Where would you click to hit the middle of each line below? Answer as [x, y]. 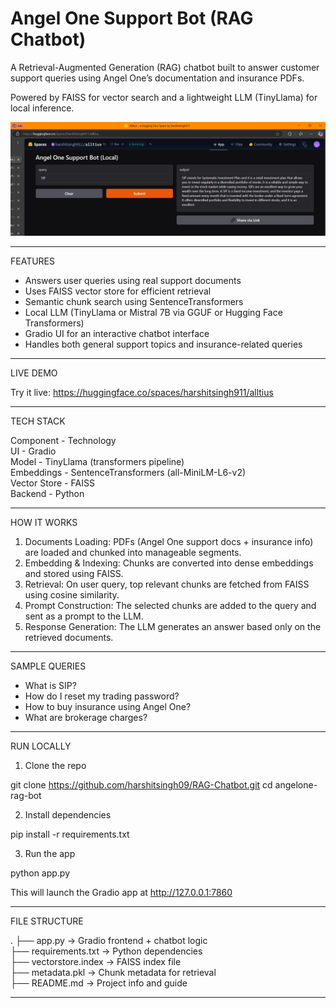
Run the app [50, 854]
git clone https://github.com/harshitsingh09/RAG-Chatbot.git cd [141, 785]
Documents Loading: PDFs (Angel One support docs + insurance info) [169, 542]
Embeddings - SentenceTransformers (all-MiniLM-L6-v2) [128, 473]
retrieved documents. [69, 638]
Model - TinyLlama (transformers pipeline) [97, 462]
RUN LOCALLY [41, 746]
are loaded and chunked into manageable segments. [133, 553]
